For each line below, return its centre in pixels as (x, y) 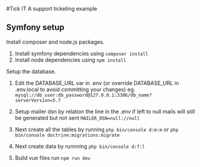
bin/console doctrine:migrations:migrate (67, 135)
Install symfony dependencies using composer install (81, 53)
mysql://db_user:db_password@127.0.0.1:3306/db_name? (83, 95)
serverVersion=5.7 (38, 100)
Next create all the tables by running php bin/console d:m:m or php (96, 129)
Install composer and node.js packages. (55, 42)
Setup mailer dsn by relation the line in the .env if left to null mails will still (105, 111)
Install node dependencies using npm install (71, 60)
